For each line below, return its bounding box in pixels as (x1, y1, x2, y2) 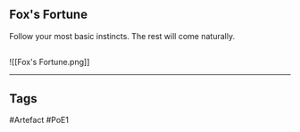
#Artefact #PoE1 (9, 115, 70, 126)
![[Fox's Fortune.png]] (9, 57, 90, 68)
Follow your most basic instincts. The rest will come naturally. (9, 30, 235, 41)
